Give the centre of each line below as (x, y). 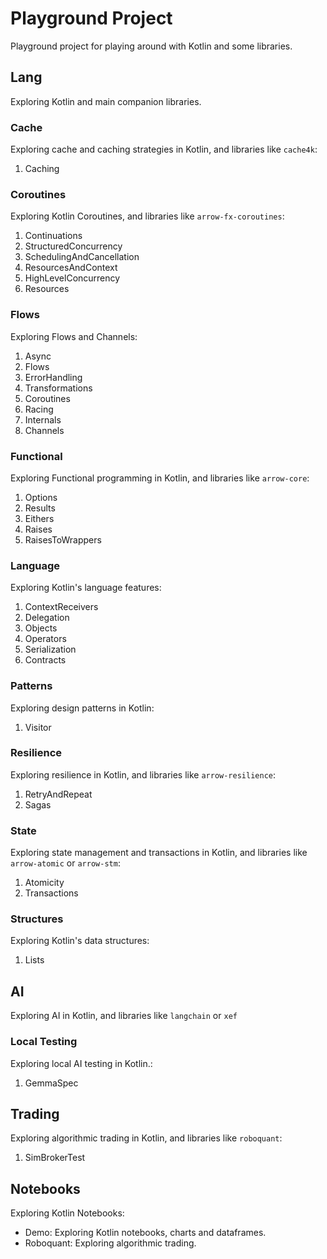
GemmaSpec (51, 1083)
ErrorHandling (53, 377)
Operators (45, 639)
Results (40, 508)
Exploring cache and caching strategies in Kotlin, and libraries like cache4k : (164, 149)
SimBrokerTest (55, 1158)
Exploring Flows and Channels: (74, 336)
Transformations (58, 388)
